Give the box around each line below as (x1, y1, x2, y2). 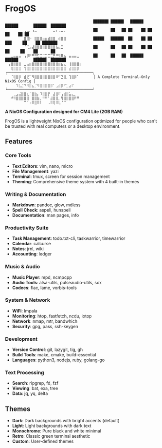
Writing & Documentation (5, 191, 66, 197)
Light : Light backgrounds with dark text (12, 423, 91, 429)
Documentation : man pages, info (12, 212, 79, 218)
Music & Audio (5, 263, 40, 270)
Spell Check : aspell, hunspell (12, 207, 71, 213)
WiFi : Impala (12, 308, 37, 313)
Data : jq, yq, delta (12, 390, 48, 396)
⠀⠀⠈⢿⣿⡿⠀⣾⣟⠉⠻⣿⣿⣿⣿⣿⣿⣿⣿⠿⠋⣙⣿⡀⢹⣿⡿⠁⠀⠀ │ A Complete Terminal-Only (5, 74, 150, 79)
